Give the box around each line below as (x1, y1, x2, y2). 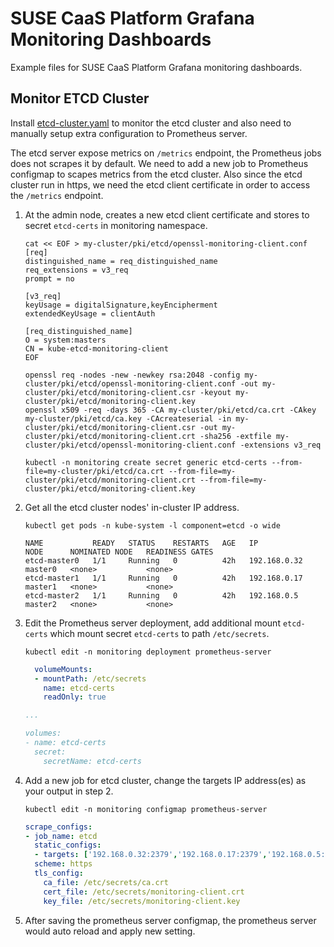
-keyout (199, 387, 232, 397)
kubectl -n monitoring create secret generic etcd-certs (24, 457, 268, 467)
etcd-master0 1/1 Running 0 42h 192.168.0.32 (24, 555, 303, 566)
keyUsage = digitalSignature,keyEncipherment (24, 300, 218, 310)
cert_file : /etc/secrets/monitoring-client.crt (43, 887, 245, 897)
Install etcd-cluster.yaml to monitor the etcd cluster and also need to (10, 117, 292, 129)
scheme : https (34, 859, 93, 869)
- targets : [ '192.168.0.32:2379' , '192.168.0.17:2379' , (34, 850, 268, 860)
